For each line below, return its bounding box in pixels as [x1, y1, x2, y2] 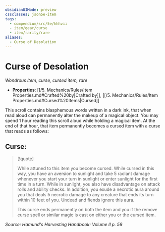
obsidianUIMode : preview [5, 7, 56, 12]
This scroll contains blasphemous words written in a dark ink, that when [5, 107, 152, 113]
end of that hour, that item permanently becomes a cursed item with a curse [5, 122, 161, 129]
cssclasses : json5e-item [5, 12, 56, 17]
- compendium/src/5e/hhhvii [9, 21, 68, 26]
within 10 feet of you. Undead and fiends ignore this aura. [17, 197, 135, 203]
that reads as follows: [5, 128, 49, 134]
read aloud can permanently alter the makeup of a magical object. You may [5, 112, 159, 118]
